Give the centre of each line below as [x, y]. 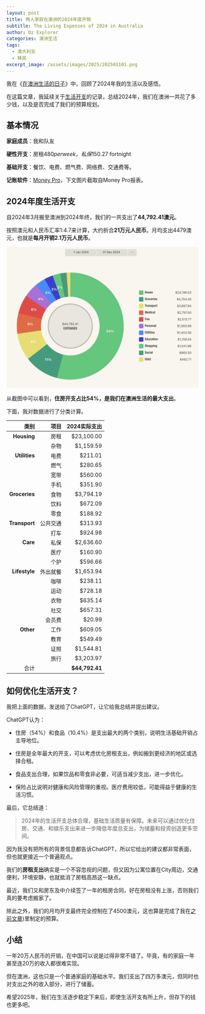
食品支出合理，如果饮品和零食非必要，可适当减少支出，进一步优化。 [101, 774]
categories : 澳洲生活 [32, 39]
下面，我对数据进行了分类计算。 [46, 412]
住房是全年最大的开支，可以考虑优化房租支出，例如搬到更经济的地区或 [103, 753]
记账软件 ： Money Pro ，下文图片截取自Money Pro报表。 [76, 180]
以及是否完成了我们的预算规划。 [62, 104]
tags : [13, 45]
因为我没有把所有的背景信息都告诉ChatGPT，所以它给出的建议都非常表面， [101, 849]
